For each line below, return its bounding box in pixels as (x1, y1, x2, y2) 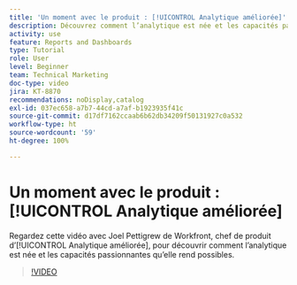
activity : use (9, 29, 62, 38)
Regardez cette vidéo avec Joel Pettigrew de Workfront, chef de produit (9, 230, 271, 241)
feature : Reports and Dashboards (9, 37, 133, 47)
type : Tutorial (9, 46, 65, 55)
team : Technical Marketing (9, 71, 109, 80)
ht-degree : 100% (9, 136, 69, 145)
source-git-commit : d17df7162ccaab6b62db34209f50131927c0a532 (9, 112, 243, 120)
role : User (9, 54, 49, 63)
